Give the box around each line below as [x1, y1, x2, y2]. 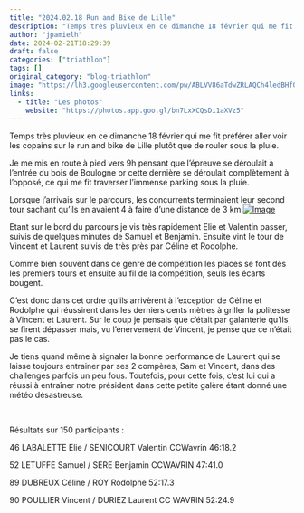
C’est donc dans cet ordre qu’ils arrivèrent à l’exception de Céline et [9, 295, 262, 306]
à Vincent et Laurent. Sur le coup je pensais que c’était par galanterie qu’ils [9, 314, 289, 326]
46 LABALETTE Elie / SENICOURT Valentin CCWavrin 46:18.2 [9, 442, 237, 453]
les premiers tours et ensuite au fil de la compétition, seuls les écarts [9, 268, 266, 279]
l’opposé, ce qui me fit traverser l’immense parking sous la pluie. [9, 177, 250, 188]
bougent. [9, 278, 43, 289]
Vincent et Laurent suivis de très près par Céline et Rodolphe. [9, 241, 239, 252]
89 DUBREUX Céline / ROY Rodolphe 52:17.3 [9, 477, 175, 489]
